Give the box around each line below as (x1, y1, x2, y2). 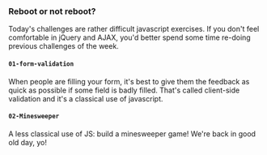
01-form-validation (8, 59, 74, 68)
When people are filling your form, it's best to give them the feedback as (8, 76, 250, 86)
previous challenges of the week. (8, 41, 119, 51)
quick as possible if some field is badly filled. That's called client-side (8, 85, 240, 95)
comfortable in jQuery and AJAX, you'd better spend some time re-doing (8, 32, 251, 42)
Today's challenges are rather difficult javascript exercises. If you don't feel (8, 24, 260, 34)
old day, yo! (8, 137, 47, 147)
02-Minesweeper (8, 112, 60, 121)
